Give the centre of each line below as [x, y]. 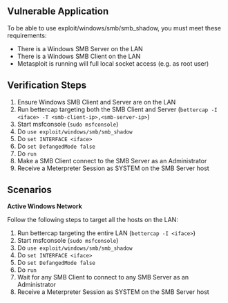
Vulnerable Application [58, 11]
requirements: [27, 35]
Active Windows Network [45, 206]
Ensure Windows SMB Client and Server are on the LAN [96, 102]
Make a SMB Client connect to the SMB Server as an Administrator [112, 160]
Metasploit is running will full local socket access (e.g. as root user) [113, 63]
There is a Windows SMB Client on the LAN [79, 56]
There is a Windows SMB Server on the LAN [80, 48]
